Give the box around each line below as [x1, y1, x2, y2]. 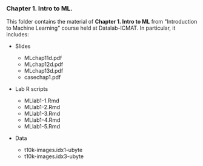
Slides [15, 42, 31, 50]
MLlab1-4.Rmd [24, 116, 61, 124]
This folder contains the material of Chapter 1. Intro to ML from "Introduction [6, 18, 198, 25]
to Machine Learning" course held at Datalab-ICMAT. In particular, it [6, 24, 176, 32]
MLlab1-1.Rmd [24, 97, 59, 104]
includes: [6, 31, 29, 38]
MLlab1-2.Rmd [24, 104, 61, 111]
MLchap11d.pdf [24, 55, 62, 62]
